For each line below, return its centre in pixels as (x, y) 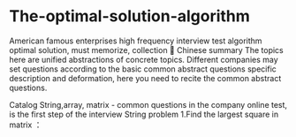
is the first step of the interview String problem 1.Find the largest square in (144, 114)
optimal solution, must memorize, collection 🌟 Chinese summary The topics (147, 49)
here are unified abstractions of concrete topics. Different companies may (144, 59)
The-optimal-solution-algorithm (129, 16)
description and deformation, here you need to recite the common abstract (145, 78)
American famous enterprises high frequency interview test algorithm (136, 41)
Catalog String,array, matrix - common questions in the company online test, (148, 104)
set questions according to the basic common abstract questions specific (143, 69)
